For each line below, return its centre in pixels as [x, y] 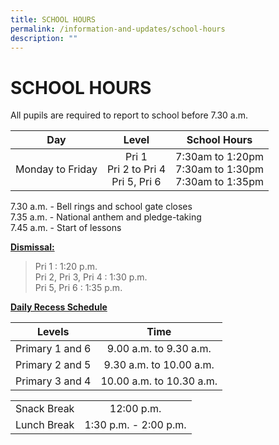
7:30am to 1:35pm [219, 182]
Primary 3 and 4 [53, 381]
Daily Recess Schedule [59, 307]
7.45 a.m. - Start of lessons [66, 228]
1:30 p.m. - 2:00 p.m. [135, 425]
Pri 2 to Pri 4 [136, 169]
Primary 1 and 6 [53, 349]
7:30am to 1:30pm [219, 169]
